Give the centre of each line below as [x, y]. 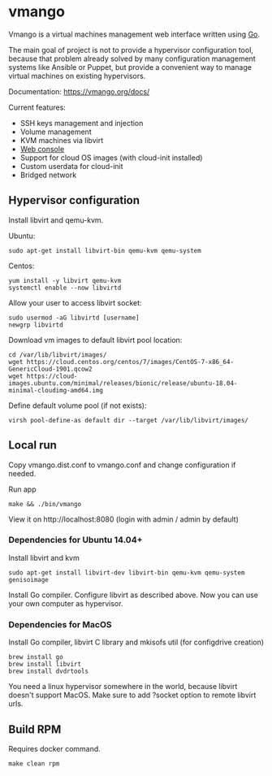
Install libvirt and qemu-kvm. [56, 220]
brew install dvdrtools [49, 672]
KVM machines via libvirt [62, 140]
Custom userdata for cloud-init [71, 166]
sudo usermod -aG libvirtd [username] [74, 318]
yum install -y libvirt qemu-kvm [65, 280]
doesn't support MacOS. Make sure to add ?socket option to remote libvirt [132, 695]
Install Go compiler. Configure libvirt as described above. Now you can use [133, 595]
